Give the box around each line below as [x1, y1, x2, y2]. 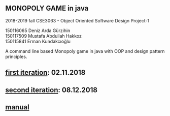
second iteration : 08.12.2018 [5, 85, 98, 94]
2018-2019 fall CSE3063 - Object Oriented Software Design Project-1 [5, 17, 150, 23]
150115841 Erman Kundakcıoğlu [5, 38, 71, 44]
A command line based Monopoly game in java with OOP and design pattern [5, 48, 165, 54]
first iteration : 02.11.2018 [5, 68, 86, 77]
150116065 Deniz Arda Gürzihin [5, 27, 71, 34]
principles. [5, 53, 27, 60]
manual [5, 103, 29, 111]
